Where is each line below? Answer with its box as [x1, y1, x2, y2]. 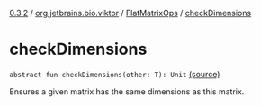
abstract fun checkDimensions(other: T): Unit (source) [9, 68, 220, 79]
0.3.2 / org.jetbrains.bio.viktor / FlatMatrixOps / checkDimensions [9, 8, 252, 18]
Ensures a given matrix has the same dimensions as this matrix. [9, 85, 245, 97]
